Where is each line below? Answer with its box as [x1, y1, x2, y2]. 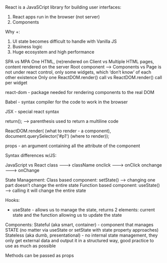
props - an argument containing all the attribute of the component [5, 143, 141, 149]
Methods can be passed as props [5, 253, 74, 258]
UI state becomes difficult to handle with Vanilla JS [12, 38, 117, 44]
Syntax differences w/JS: [5, 153, 57, 158]
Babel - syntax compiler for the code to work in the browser [5, 99, 128, 105]
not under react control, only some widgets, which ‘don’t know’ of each [5, 69, 152, 75]
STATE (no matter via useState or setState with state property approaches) [5, 227, 159, 233]
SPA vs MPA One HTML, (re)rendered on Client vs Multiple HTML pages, [5, 59, 155, 64]
